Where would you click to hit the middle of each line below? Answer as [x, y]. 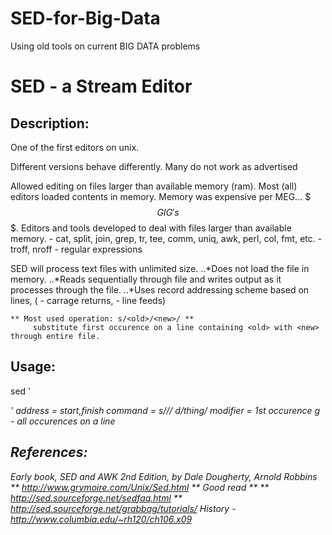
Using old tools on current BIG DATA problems [105, 46]
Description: [50, 123]
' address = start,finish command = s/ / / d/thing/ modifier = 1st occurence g [165, 410]
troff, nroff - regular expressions [76, 249]
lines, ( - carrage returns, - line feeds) [88, 300]
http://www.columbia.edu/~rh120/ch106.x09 [101, 519]
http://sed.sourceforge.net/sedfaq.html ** [96, 498]
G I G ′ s [168, 212]
